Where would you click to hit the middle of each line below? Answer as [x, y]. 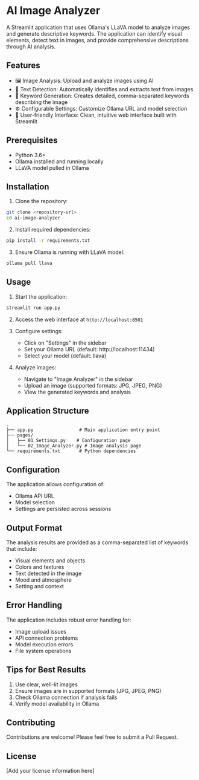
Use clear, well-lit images [46, 684]
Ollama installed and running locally [59, 161]
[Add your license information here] [50, 771]
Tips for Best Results [46, 670]
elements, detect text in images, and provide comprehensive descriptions [97, 40]
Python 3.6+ [30, 155]
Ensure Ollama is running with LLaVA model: [70, 252]
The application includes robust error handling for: [69, 620]
